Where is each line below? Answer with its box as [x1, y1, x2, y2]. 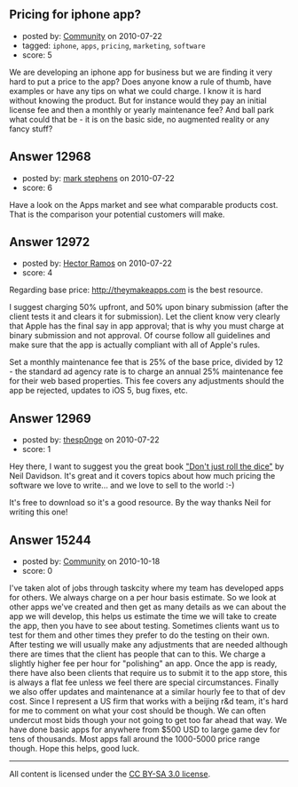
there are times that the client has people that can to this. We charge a [9, 648, 266, 660]
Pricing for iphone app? [9, 7, 142, 22]
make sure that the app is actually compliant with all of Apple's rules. [9, 339, 261, 350]
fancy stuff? [9, 123, 53, 134]
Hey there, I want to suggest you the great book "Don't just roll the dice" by [9, 461, 285, 472]
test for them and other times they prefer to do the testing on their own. [9, 630, 271, 640]
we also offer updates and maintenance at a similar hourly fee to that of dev [9, 687, 286, 697]
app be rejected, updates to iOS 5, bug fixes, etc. [9, 386, 188, 396]
